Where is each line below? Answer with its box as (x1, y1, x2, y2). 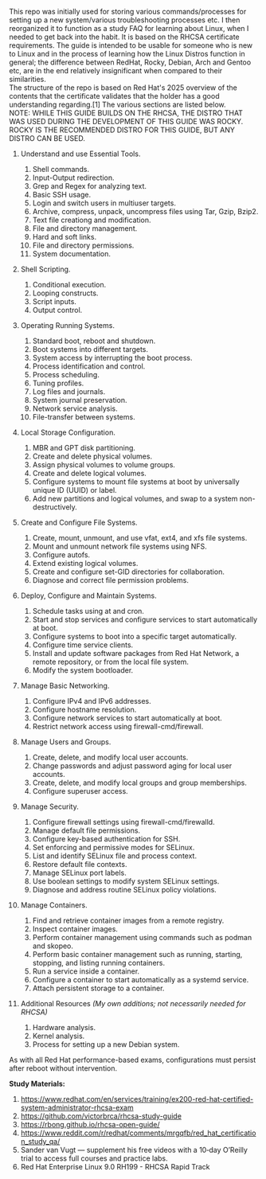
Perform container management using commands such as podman (32, 933, 252, 942)
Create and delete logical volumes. (32, 469, 147, 478)
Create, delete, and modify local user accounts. (32, 752, 189, 762)
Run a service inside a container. (32, 966, 140, 976)
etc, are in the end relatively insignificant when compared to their (9, 66, 223, 75)
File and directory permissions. (32, 240, 135, 250)
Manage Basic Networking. (20, 681, 110, 690)
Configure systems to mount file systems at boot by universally (32, 477, 240, 486)
